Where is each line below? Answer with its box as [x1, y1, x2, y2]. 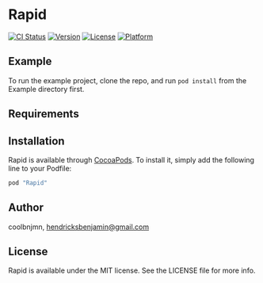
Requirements [8, 107, 79, 120]
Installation [8, 134, 65, 147]
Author [8, 201, 44, 215]
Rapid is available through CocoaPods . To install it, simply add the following [8, 155, 255, 164]
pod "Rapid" [8, 178, 48, 187]
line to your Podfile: [8, 163, 72, 173]
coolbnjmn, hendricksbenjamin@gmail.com [8, 222, 149, 231]
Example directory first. [8, 84, 85, 94]
